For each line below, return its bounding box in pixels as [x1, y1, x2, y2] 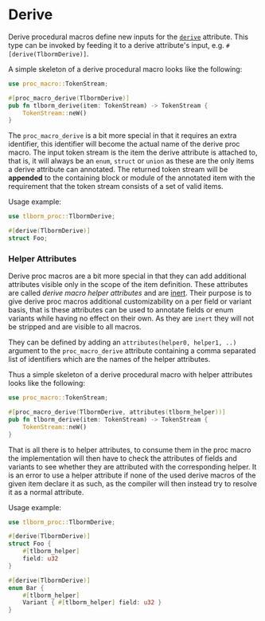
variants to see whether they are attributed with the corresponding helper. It [8, 462, 257, 471]
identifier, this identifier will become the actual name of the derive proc [8, 140, 240, 149]
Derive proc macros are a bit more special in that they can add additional [8, 271, 247, 281]
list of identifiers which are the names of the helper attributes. [8, 355, 211, 364]
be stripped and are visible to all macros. [8, 322, 142, 332]
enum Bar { [8, 584, 45, 592]
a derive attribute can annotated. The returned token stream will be [8, 165, 228, 175]
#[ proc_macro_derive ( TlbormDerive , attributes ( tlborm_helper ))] [8, 408, 226, 416]
